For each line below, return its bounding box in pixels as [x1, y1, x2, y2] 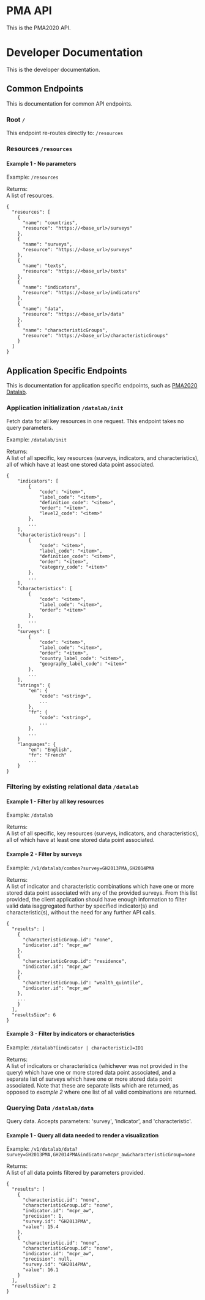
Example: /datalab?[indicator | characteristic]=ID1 [6, 1043, 144, 1051]
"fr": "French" [28, 752, 67, 758]
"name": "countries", [22, 220, 78, 226]
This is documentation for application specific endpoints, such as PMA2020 [6, 381, 198, 389]
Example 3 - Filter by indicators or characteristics [6, 1030, 135, 1038]
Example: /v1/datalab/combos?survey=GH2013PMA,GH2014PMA [6, 864, 155, 871]
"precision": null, [22, 1256, 72, 1263]
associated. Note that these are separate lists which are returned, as [6, 1081, 179, 1089]
